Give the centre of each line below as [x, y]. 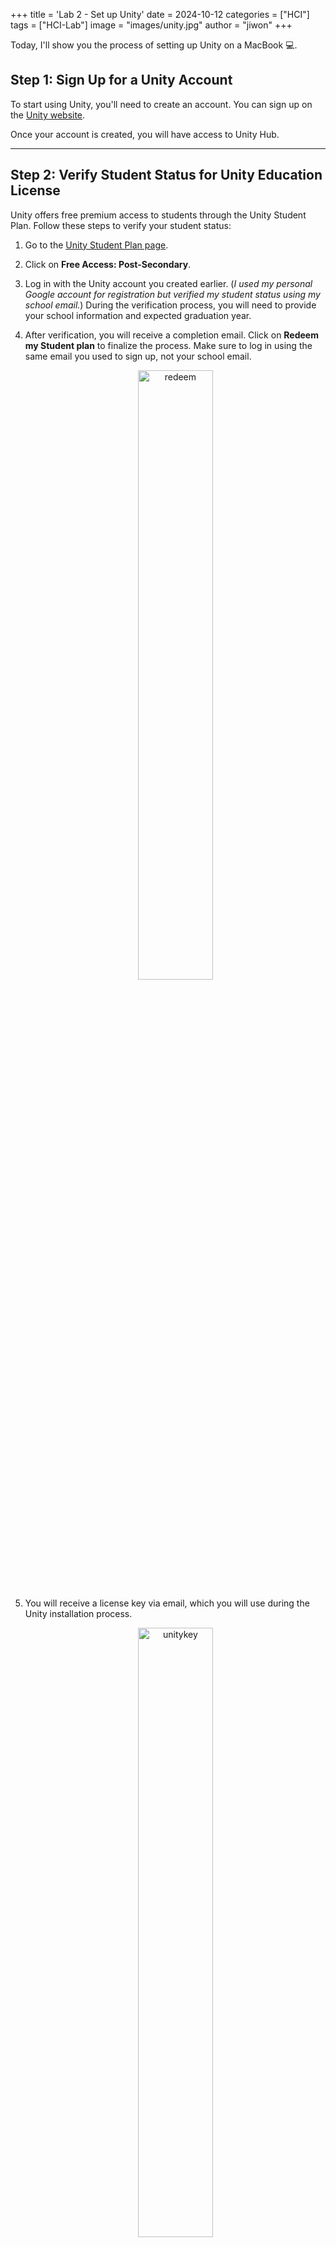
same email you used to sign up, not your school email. [138, 356]
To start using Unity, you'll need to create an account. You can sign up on [161, 104]
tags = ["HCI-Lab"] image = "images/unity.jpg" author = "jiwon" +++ [151, 25]
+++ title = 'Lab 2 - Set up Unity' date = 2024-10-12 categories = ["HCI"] [160, 14]
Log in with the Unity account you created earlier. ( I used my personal [168, 283]
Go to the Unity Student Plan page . [96, 245]
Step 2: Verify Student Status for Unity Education [166, 175]
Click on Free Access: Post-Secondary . [108, 264]
